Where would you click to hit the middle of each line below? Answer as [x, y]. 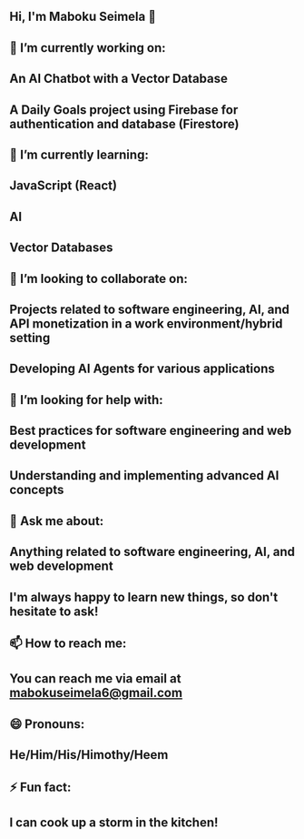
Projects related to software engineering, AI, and [150, 309]
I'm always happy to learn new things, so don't [144, 597]
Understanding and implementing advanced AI [144, 475]
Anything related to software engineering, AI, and [152, 552]
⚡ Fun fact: [40, 787]
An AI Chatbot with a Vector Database [119, 79]
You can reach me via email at [95, 679]
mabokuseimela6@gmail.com [96, 693]
